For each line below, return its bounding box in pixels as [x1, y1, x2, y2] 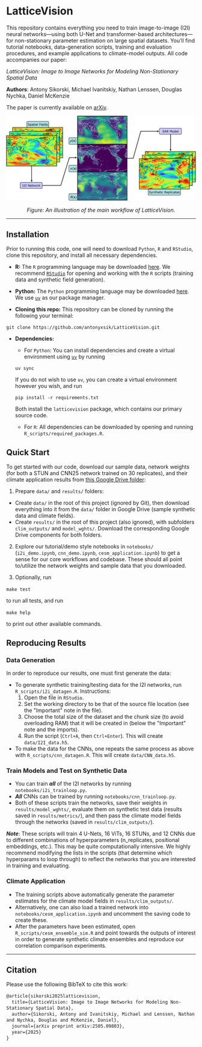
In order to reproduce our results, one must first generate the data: [6, 669, 171, 677]
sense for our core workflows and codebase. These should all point [14, 556, 183, 563]
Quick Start [6, 447, 50, 458]
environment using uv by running [23, 353, 105, 360]
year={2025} [11, 1030, 42, 1036]
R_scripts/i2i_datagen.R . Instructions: [14, 687, 111, 695]
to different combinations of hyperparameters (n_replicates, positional [6, 837, 180, 844]
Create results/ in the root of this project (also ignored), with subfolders [14, 518, 195, 526]
